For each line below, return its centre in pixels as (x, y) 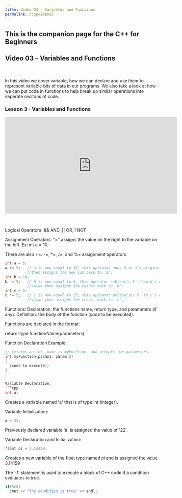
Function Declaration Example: (36, 343)
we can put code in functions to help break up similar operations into (75, 91)
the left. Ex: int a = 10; (27, 245)
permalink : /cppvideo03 (29, 14)
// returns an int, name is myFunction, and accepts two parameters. (78, 352)
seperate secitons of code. (32, 96)
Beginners (21, 41)
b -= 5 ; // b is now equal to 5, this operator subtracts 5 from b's (81, 282)
